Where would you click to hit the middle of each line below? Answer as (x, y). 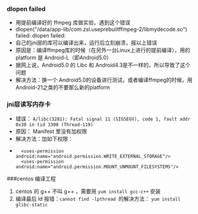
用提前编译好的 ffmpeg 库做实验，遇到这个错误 (73, 23)
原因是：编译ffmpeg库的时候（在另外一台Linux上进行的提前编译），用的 (103, 50)
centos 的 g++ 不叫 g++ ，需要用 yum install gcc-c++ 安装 (88, 191)
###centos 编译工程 (31, 178)
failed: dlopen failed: (41, 36)
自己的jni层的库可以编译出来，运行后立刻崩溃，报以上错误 (86, 43)
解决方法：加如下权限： (44, 138)
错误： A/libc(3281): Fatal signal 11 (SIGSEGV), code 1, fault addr (103, 119)
